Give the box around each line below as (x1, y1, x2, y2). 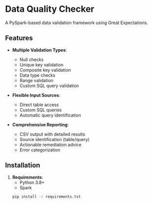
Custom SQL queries (19, 107, 62, 113)
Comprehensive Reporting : (12, 121, 69, 127)
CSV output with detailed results (19, 131, 85, 137)
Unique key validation (19, 61, 64, 67)
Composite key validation (19, 67, 71, 73)
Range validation (19, 77, 54, 83)
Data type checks (19, 72, 56, 78)
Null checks (19, 57, 44, 62)
